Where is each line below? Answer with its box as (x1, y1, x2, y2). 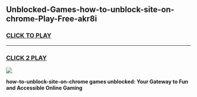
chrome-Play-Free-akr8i (6, 14, 97, 24)
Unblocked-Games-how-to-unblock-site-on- (6, 5, 175, 15)
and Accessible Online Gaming (6, 84, 83, 91)
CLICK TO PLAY (6, 32, 52, 40)
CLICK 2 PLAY (6, 53, 47, 62)
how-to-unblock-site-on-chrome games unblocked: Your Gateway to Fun (6, 78, 189, 85)
